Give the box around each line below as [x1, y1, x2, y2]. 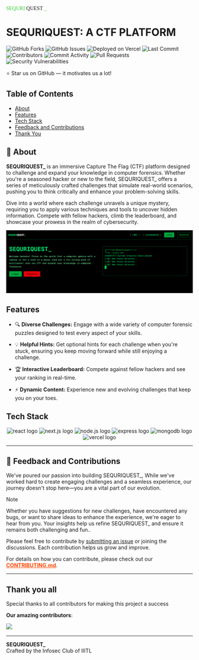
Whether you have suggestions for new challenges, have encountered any [6, 507, 188, 514]
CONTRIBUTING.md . [6, 562, 58, 569]
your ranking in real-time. [14, 374, 77, 381]
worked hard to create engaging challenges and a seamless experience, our [6, 478, 192, 485]
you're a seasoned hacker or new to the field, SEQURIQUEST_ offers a [6, 175, 177, 182]
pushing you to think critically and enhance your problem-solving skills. [6, 188, 181, 195]
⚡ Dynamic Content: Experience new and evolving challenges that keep [14, 386, 191, 393]
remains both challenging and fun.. [6, 526, 91, 533]
